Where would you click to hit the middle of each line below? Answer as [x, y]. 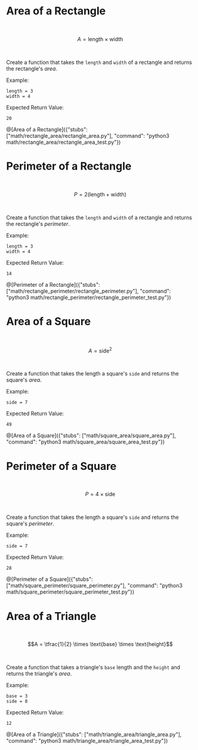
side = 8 [17, 702]
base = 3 [17, 696]
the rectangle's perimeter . [38, 224]
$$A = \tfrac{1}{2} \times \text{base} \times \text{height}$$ [100, 644]
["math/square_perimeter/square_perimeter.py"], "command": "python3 [95, 586]
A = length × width [100, 39]
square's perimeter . [30, 524]
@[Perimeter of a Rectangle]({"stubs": [53, 284]
